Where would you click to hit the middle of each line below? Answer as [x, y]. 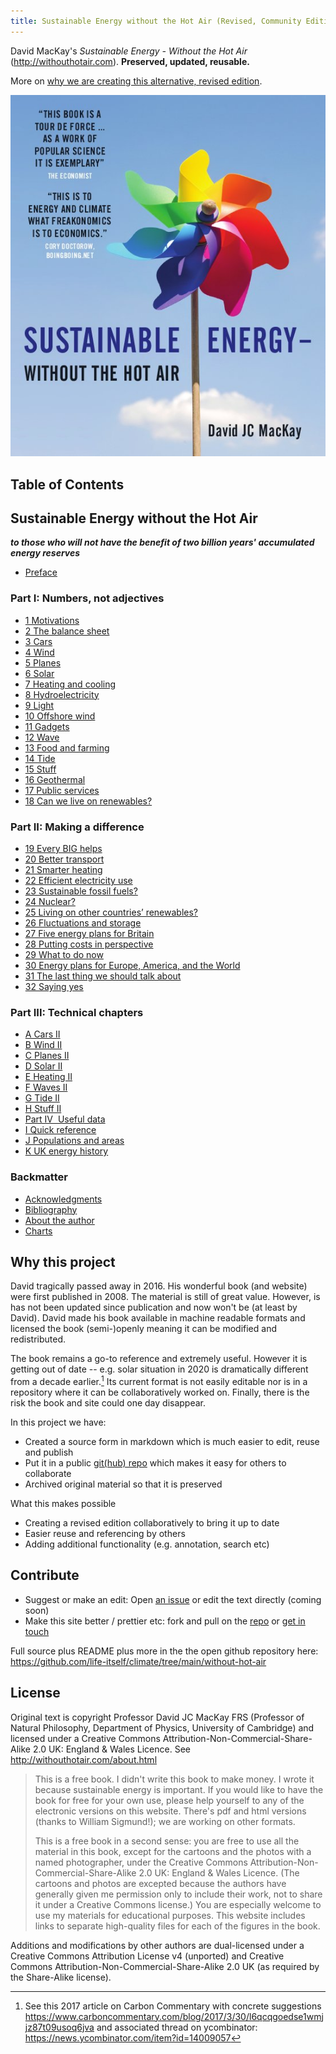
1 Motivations [52, 620]
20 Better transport [64, 859]
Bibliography [51, 1209]
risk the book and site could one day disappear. [108, 1403]
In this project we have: [58, 1422]
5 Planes [43, 662]
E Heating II [48, 1077]
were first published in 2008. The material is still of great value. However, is [165, 1297]
